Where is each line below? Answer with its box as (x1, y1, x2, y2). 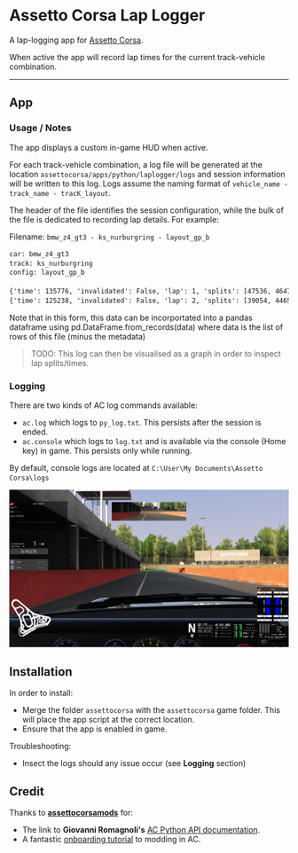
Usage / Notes (9, 121, 73, 134)
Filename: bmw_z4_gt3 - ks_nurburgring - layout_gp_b (9, 231, 210, 242)
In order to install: (9, 688, 74, 699)
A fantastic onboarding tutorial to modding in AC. (21, 834, 201, 845)
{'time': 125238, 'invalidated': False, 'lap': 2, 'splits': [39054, (9, 296, 272, 305)
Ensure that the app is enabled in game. (21, 724, 168, 734)
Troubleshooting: (9, 741, 72, 752)
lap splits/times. (30, 357, 89, 368)
